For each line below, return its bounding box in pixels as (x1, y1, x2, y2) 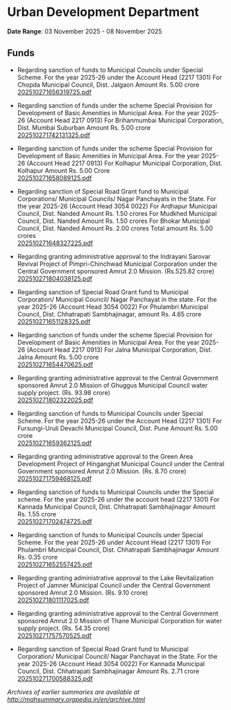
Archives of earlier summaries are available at (7, 688, 140, 696)
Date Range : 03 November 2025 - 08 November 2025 (7, 27, 162, 35)
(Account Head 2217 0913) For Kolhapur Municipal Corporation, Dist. (26, 159, 223, 167)
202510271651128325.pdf (17, 317, 91, 326)
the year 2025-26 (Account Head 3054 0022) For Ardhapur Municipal (17, 202, 217, 210)
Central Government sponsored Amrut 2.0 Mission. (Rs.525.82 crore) (17, 267, 215, 275)
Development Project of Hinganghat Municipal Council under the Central (17, 459, 225, 468)
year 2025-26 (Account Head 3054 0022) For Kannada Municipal (17, 659, 205, 668)
